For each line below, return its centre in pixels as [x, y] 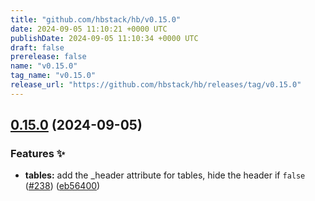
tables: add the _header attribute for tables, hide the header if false [165, 175]
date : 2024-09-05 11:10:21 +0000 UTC [89, 29]
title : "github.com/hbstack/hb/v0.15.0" [96, 19]
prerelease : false [48, 57]
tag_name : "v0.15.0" [53, 76]
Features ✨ [38, 154]
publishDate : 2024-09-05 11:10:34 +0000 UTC [104, 38]
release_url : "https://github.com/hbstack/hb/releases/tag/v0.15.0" [156, 85]
